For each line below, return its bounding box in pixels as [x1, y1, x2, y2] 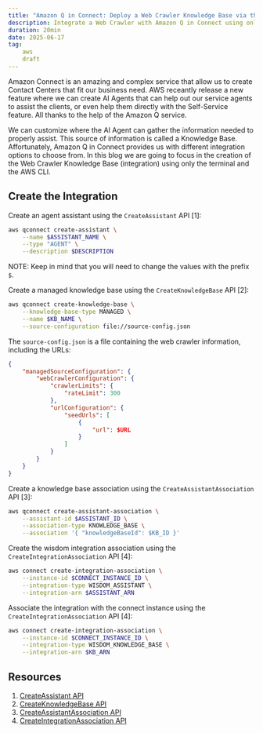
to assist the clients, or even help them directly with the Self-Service [8, 101, 229, 111]
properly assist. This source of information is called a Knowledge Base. [8, 133, 237, 143]
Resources [8, 670, 62, 684]
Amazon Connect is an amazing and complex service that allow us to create [8, 76, 253, 86]
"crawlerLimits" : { [49, 382, 113, 390]
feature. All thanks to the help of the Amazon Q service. [8, 110, 187, 119]
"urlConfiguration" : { [49, 403, 124, 412]
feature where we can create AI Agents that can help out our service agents [8, 93, 253, 103]
